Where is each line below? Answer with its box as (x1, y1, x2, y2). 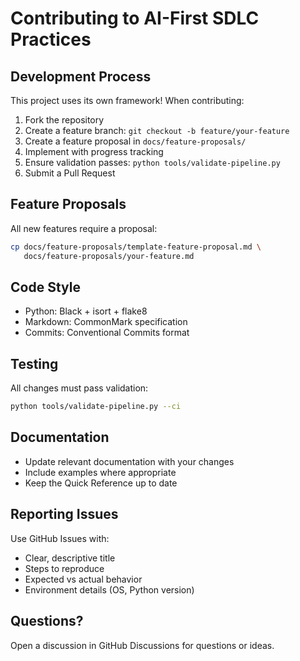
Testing (10, 355, 59, 372)
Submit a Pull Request (24, 167, 116, 179)
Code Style (10, 278, 81, 296)
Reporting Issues (10, 506, 119, 523)
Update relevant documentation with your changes (24, 455, 235, 467)
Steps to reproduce (24, 562, 105, 574)
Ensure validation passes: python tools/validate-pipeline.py (24, 157, 281, 168)
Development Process (10, 68, 152, 85)
